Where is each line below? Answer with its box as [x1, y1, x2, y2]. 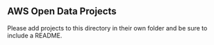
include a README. [7, 31, 63, 39]
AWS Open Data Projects [7, 6, 117, 17]
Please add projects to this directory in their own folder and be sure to [7, 24, 208, 32]
